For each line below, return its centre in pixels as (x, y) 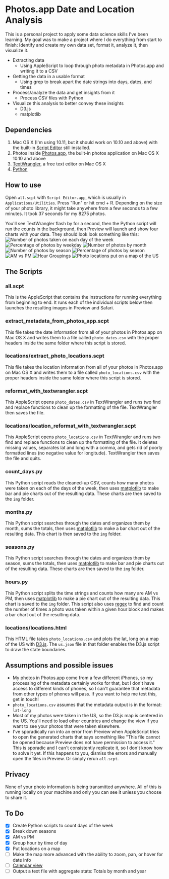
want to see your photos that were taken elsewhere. (67, 726)
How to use (23, 185)
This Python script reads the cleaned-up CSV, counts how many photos (80, 482)
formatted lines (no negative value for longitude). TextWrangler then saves (82, 453)
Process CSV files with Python (52, 98)
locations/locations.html (36, 627)
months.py (19, 512)
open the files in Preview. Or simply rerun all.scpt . (66, 758)
